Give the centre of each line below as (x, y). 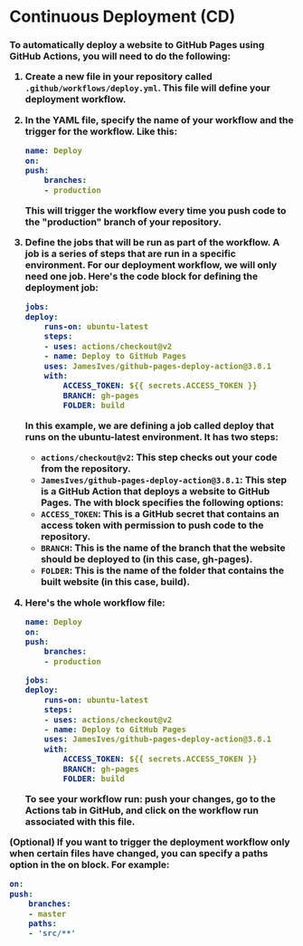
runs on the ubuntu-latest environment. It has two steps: (151, 436)
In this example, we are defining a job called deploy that (149, 425)
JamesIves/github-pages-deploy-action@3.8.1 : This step (164, 480)
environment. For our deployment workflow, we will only (151, 264)
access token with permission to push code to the (152, 525)
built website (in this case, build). (115, 582)
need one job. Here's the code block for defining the (142, 276)
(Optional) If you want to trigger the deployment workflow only (150, 842)
